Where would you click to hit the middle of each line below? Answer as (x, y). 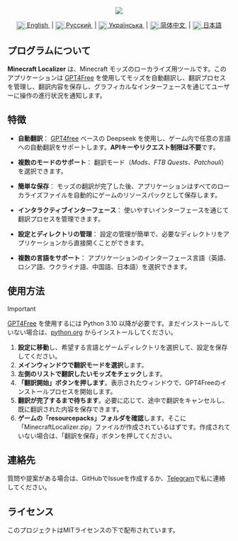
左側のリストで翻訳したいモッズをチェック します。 (92, 374)
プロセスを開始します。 (83, 391)
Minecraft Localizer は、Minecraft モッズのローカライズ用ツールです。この (117, 69)
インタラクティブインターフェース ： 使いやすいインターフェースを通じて (123, 210)
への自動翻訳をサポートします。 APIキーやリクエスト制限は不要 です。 (118, 147)
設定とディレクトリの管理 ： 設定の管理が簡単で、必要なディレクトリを (120, 234)
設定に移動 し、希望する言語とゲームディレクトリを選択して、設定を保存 (123, 347)
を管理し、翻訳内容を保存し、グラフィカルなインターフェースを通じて (109, 86)
